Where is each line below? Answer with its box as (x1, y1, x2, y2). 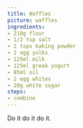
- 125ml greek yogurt (7, 62, 70, 69)
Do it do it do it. (7, 114, 52, 122)
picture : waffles (7, 17, 58, 24)
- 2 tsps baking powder (7, 43, 77, 50)
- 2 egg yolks (7, 50, 49, 57)
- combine (7, 95, 36, 102)
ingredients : (7, 23, 45, 30)
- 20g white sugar (7, 82, 61, 89)
